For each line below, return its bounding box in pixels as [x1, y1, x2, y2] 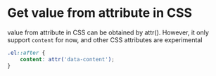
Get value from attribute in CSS [7, 5, 192, 21]
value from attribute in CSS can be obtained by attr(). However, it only [7, 28, 210, 37]
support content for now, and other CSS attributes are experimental [7, 35, 203, 44]
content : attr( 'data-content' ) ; [20, 56, 115, 63]
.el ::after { [7, 49, 46, 56]
